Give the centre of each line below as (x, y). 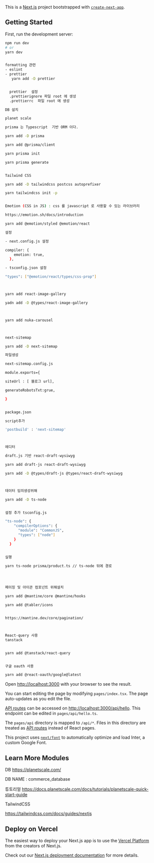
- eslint (14, 70)
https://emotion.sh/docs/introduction (44, 215)
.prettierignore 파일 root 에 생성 (43, 96)
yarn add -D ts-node (26, 499)
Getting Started (29, 22)
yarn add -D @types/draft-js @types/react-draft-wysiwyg (64, 473)
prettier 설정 (24, 92)
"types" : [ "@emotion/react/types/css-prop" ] (51, 277)
